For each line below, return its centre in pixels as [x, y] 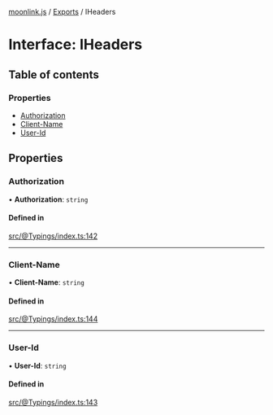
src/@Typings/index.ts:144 [53, 319]
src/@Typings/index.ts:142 [53, 236]
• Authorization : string [48, 199]
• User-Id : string [37, 365]
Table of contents [54, 74]
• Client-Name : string [47, 282]
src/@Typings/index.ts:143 [53, 402]
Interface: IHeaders [76, 45]
